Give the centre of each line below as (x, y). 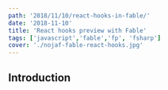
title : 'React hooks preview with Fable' (78, 30)
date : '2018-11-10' (40, 23)
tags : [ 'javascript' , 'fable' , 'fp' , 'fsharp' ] (84, 38)
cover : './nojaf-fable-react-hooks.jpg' (76, 45)
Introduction (40, 78)
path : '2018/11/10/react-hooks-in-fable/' (79, 16)
